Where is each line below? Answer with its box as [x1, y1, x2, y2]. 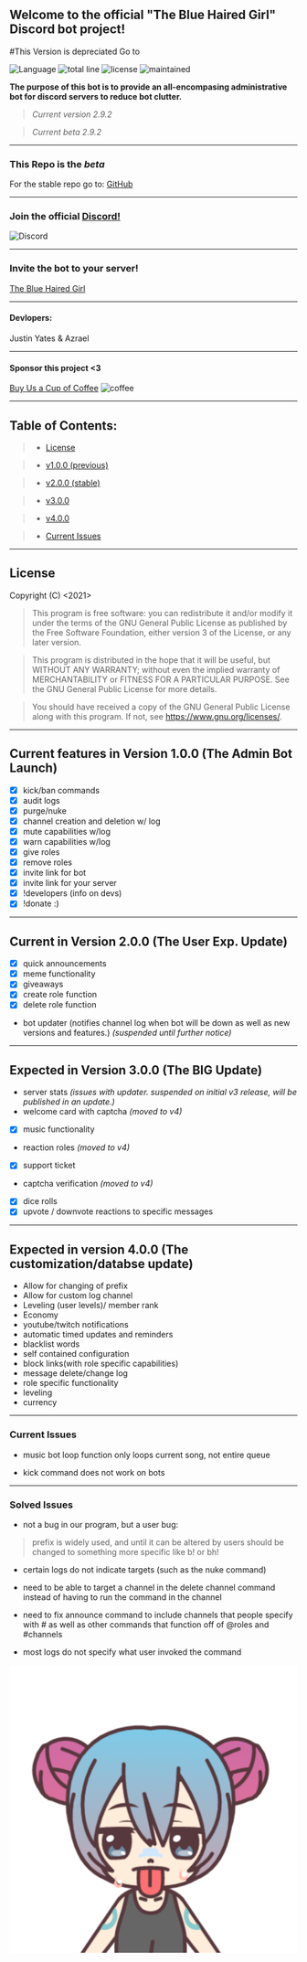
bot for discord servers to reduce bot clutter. [9, 91, 183, 101]
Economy [22, 1309, 59, 1320]
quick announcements [22, 958, 107, 969]
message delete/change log [22, 1368, 128, 1379]
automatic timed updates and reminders [22, 1329, 174, 1340]
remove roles [22, 857, 73, 868]
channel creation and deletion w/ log [22, 816, 162, 826]
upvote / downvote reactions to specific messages [22, 1206, 213, 1217]
